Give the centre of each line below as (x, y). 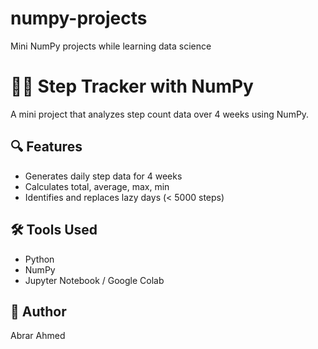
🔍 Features (46, 147)
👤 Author (38, 311)
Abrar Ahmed (38, 336)
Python (39, 259)
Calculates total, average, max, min (97, 186)
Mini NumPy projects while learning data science (111, 46)
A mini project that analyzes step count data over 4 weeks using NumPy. (160, 114)
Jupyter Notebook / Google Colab (94, 280)
